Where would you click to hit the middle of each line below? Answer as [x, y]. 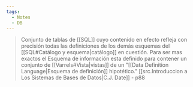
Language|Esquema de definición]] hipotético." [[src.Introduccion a [104, 72]
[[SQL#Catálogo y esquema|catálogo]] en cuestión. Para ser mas [102, 52]
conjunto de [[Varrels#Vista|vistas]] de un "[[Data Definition [95, 65]
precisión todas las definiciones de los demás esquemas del [95, 46]
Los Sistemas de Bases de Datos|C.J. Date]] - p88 [83, 77]
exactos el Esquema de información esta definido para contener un [104, 59]
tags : [13, 12]
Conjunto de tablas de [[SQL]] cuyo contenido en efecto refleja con [104, 40]
